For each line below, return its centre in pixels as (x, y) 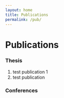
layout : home (19, 10)
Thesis (14, 61)
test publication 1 (30, 71)
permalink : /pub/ (23, 19)
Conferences (21, 90)
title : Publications (27, 15)
